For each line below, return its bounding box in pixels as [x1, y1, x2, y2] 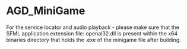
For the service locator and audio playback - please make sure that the [6, 24, 179, 31]
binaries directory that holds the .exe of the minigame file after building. [6, 36, 181, 43]
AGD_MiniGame [6, 4, 85, 18]
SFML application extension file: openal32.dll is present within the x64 [6, 30, 178, 37]
